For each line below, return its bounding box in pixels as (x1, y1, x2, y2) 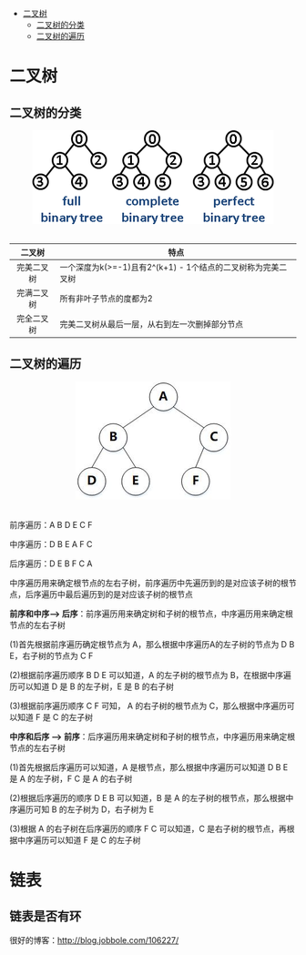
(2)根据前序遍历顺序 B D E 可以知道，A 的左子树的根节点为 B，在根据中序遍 (9, 669, 291, 680)
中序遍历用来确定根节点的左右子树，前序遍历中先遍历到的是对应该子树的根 (9, 577, 289, 588)
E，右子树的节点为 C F (9, 650, 94, 661)
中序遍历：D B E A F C (9, 538, 93, 549)
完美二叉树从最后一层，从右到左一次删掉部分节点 (59, 319, 244, 330)
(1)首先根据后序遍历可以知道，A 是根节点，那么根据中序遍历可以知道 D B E (9, 761, 289, 772)
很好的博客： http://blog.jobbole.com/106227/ (9, 934, 179, 945)
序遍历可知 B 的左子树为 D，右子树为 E (9, 804, 155, 815)
